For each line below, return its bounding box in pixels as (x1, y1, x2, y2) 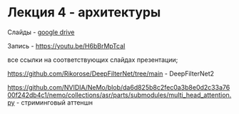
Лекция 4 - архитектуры (7, 4, 161, 21)
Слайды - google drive (7, 28, 75, 36)
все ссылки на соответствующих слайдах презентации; (7, 55, 178, 64)
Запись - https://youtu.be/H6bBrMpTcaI (7, 41, 126, 50)
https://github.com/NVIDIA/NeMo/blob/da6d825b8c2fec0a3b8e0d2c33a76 (7, 83, 230, 91)
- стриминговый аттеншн (16, 98, 93, 107)
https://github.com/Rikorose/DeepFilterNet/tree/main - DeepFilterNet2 (7, 69, 215, 78)
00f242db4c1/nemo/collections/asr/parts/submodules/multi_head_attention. (7, 90, 232, 99)
